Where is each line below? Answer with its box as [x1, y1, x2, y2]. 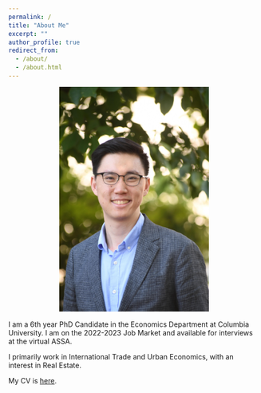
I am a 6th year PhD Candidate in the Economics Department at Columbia [8, 320, 250, 329]
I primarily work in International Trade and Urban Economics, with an [8, 352, 234, 362]
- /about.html [15, 64, 62, 72]
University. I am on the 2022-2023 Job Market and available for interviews [8, 328, 253, 338]
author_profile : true [8, 38, 81, 46]
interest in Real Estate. [8, 360, 82, 371]
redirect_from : [8, 46, 59, 55]
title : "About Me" [8, 21, 69, 30]
